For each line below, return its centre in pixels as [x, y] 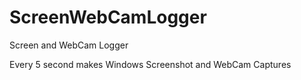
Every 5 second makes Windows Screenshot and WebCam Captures [150, 64]
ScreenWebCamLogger [108, 17]
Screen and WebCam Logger [69, 45]
